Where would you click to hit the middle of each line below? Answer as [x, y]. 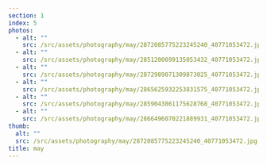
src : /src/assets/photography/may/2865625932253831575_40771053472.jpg [143, 89]
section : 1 [26, 15]
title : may [26, 148]
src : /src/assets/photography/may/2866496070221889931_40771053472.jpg [143, 119]
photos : [21, 30]
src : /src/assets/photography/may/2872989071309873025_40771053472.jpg [143, 75]
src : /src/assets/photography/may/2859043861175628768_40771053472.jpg [143, 104]
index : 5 [23, 23]
